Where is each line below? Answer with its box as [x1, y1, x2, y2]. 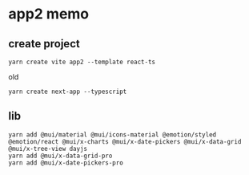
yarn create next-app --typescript [8, 87, 127, 96]
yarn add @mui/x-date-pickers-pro [8, 158, 124, 167]
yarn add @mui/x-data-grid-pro [8, 152, 113, 160]
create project [8, 37, 80, 51]
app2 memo [8, 5, 90, 23]
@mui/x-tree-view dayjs [8, 144, 88, 153]
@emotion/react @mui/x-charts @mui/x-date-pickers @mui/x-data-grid [8, 137, 242, 145]
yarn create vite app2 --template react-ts [8, 58, 156, 66]
